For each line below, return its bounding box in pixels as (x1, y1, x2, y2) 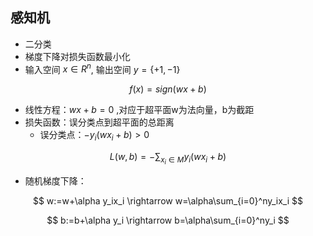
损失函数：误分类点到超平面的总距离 (24, 116, 175, 128)
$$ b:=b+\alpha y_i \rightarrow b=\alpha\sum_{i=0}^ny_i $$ (46, 214, 290, 227)
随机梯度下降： (24, 175, 87, 187)
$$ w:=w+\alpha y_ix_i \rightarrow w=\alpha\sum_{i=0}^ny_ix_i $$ (32, 195, 304, 207)
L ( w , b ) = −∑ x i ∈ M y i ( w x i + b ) (109, 151, 227, 167)
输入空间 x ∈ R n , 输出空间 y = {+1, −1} (24, 61, 181, 75)
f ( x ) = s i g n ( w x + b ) (129, 83, 207, 95)
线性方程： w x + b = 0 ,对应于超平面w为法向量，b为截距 (24, 104, 255, 116)
